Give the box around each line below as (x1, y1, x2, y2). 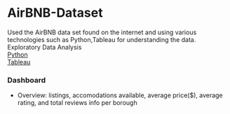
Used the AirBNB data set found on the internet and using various (7, 28, 197, 36)
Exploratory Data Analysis (7, 43, 82, 51)
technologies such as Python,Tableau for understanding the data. (7, 35, 196, 43)
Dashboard (7, 75, 46, 85)
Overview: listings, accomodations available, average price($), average (17, 91, 223, 99)
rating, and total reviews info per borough (17, 99, 138, 107)
